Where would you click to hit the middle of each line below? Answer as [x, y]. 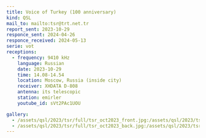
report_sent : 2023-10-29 [38, 29]
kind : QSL [19, 18]
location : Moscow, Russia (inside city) [70, 80]
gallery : [17, 114]
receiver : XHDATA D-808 [48, 86]
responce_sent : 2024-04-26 [41, 35]
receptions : [21, 52]
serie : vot [20, 47]
